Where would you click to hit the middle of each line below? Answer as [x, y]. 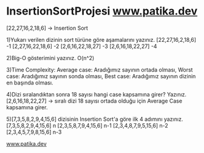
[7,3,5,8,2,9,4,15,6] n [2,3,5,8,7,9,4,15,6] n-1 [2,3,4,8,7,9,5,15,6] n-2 [87, 125]
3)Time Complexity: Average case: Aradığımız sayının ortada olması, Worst [100, 70]
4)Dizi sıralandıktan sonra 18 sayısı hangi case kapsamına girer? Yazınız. [97, 94]
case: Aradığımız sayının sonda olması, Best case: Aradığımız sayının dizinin [101, 76]
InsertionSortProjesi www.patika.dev [102, 11]
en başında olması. [30, 83]
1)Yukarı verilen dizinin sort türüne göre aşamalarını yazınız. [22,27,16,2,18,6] [101, 39]
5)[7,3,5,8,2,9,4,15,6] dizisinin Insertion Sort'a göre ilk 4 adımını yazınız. [95, 119]
